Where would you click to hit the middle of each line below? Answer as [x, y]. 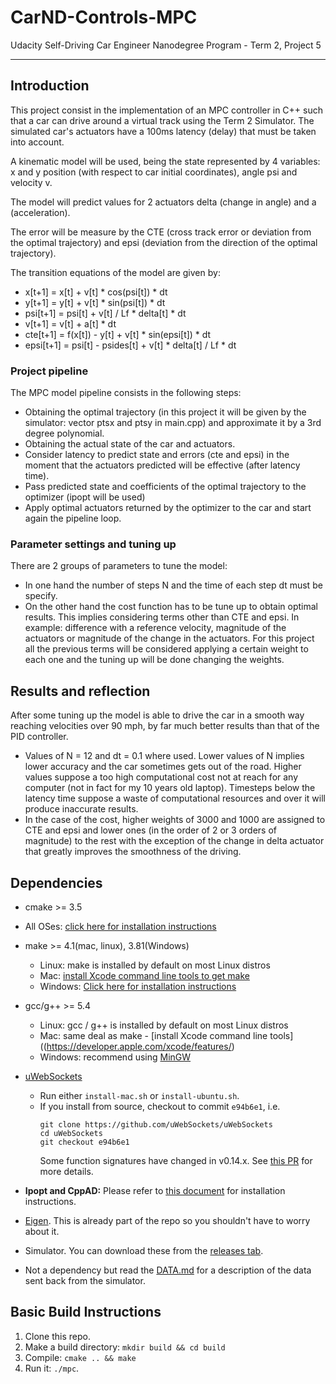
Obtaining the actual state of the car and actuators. [130, 444]
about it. [42, 1231]
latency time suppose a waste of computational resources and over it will [175, 798]
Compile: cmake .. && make [80, 1357]
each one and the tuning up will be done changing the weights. [154, 660]
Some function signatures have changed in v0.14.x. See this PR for [176, 1160]
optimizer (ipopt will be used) [85, 497]
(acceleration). [40, 212]
